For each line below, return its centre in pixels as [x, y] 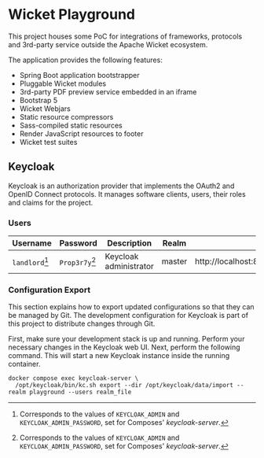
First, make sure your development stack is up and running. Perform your [126, 339]
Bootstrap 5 [38, 100]
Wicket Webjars [45, 109]
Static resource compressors [66, 116]
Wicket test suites [48, 142]
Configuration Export [49, 290]
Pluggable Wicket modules [63, 83]
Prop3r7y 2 [78, 261]
